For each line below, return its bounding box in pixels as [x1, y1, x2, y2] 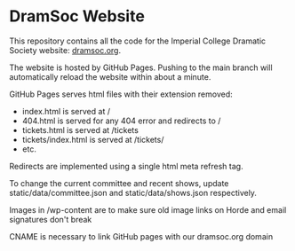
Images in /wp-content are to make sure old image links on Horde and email [9, 204, 287, 215]
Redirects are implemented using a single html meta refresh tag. [9, 161, 243, 171]
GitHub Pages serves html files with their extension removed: [9, 89, 233, 99]
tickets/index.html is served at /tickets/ [21, 134, 164, 145]
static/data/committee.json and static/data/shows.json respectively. [9, 187, 258, 198]
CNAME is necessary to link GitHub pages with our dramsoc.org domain [9, 231, 274, 241]
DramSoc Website [9, 6, 145, 27]
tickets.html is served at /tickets [21, 124, 140, 135]
